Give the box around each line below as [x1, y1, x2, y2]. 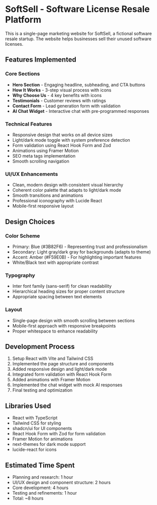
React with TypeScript [12, 415, 58, 421]
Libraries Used [5, 402, 51, 410]
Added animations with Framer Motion [12, 377, 91, 383]
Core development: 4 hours [12, 485, 68, 491]
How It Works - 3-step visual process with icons [12, 87, 111, 93]
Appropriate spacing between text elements [12, 294, 103, 300]
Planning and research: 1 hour [12, 474, 73, 480]
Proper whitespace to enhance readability [12, 328, 98, 334]
